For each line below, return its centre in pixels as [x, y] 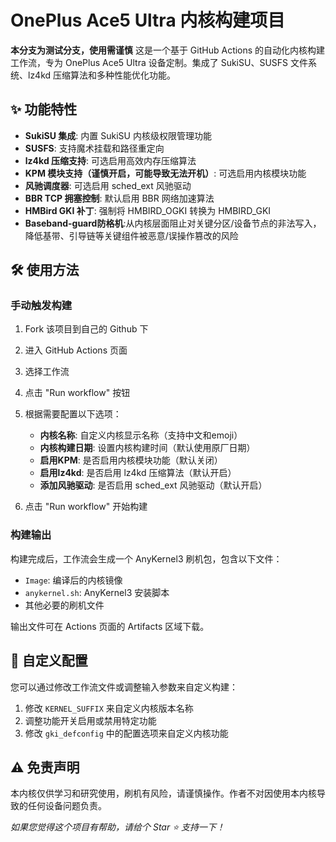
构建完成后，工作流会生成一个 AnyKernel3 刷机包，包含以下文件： [146, 558]
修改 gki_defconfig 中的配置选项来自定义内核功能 [126, 733]
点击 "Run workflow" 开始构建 [86, 507]
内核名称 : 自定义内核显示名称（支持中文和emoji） [141, 435]
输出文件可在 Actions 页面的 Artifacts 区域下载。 [110, 626]
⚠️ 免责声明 [45, 767]
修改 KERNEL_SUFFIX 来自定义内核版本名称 [109, 708]
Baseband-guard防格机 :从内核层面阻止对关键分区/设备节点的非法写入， [173, 223]
